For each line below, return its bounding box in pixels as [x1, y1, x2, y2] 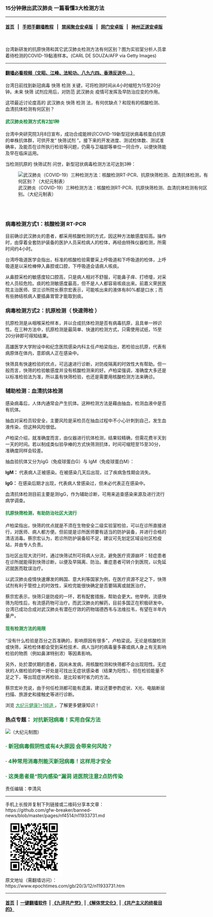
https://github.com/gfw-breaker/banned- [5, 807, 92, 813]
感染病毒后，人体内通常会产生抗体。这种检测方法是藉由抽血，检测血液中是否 [5, 400, 167, 406]
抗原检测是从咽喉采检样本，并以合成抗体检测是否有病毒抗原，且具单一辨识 [5, 320, 162, 326]
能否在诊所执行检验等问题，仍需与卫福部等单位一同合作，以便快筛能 [22, 143, 167, 149]
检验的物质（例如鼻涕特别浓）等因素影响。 [5, 650, 95, 657]
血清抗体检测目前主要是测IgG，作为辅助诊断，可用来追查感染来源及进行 [5, 491, 156, 497]
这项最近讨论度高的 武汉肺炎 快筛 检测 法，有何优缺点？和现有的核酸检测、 [5, 99, 162, 105]
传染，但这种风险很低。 [9, 424, 59, 430]
